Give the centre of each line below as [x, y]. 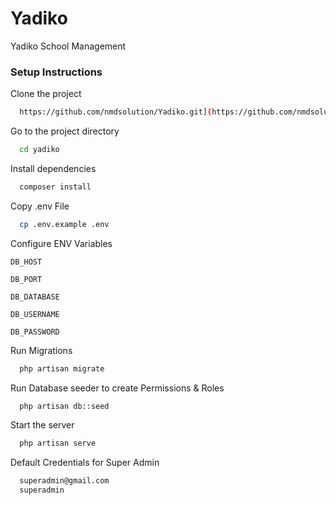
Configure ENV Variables [61, 243]
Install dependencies [53, 168]
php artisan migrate [62, 368]
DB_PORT [26, 279]
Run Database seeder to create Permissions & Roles [117, 388]
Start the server [42, 425]
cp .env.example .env [64, 224]
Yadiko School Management [68, 46]
